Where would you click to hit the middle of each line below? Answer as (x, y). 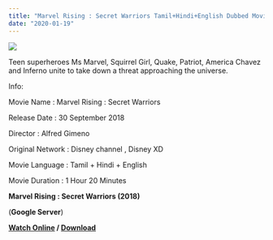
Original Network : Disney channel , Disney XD (86, 149)
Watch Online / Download (52, 227)
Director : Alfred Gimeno (49, 133)
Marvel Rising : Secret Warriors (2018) (74, 196)
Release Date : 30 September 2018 (67, 118)
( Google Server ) (36, 212)
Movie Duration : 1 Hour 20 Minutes (67, 180)
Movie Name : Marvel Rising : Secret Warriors (84, 101)
